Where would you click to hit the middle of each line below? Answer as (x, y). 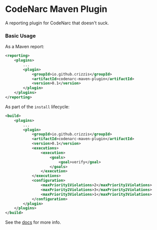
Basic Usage (21, 36)
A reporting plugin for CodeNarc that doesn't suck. (57, 23)
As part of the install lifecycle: (37, 107)
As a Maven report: (25, 47)
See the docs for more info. (33, 223)
